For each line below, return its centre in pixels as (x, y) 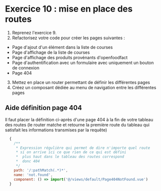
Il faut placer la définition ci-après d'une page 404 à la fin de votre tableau (79, 119)
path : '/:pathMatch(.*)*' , (41, 170)
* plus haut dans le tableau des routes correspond (70, 157)
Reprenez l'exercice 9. (34, 32)
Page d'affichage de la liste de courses (51, 52)
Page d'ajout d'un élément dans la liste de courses (62, 47)
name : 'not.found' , (33, 175)
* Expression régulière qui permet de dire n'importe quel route (83, 148)
